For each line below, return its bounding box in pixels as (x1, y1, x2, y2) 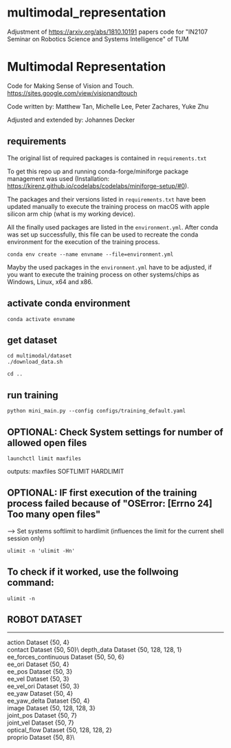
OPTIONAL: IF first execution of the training (7, 487, 197, 499)
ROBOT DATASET (7, 613, 82, 625)
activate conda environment (7, 298, 131, 309)
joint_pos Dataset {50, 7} (7, 712, 78, 720)
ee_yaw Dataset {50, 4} (7, 690, 74, 698)
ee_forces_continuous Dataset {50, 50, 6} (7, 653, 125, 661)
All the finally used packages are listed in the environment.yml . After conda (7, 223, 219, 231)
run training (7, 389, 58, 401)
